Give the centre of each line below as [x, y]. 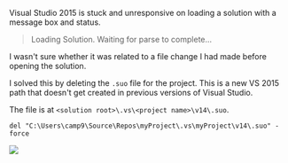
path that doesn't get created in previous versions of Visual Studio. [131, 93]
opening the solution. [48, 66]
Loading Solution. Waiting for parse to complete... [121, 39]
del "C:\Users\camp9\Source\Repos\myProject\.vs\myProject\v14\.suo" [140, 126]
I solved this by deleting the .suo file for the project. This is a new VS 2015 [144, 83]
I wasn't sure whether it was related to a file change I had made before [138, 56]
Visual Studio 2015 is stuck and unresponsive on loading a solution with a [143, 13]
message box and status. [55, 22]
